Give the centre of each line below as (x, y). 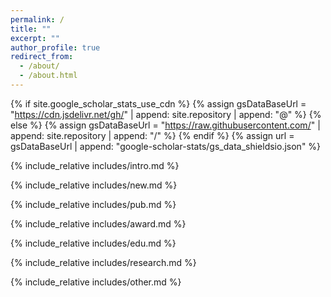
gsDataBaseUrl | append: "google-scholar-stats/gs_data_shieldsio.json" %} (166, 146)
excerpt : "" (35, 38)
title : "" (31, 29)
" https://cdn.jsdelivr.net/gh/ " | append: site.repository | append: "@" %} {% (166, 114)
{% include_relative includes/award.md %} (98, 223)
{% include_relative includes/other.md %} (96, 282)
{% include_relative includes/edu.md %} (93, 243)
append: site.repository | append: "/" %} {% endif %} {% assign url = (152, 135)
